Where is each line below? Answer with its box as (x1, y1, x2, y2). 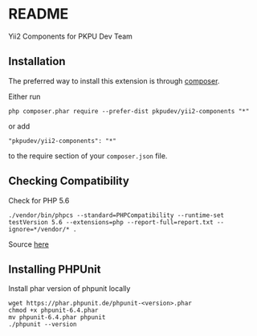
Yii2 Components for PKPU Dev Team (8, 31, 133, 41)
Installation (8, 55, 66, 68)
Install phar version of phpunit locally (8, 284, 131, 293)
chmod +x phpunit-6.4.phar (8, 306, 99, 314)
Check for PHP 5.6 (8, 195, 70, 205)
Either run (8, 92, 41, 101)
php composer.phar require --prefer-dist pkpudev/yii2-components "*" (8, 107, 250, 115)
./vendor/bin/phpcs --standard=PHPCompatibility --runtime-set (8, 211, 225, 219)
